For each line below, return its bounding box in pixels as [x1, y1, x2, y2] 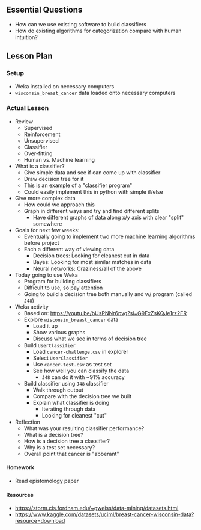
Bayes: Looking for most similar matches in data [32, 258, 152, 265]
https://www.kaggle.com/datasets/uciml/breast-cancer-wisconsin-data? [14, 511, 194, 518]
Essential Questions [6, 5, 83, 15]
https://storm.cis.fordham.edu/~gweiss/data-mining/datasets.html [14, 505, 179, 512]
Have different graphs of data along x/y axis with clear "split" [32, 214, 184, 221]
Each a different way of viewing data [23, 245, 115, 253]
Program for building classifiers [23, 277, 102, 285]
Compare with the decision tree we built [32, 392, 132, 399]
